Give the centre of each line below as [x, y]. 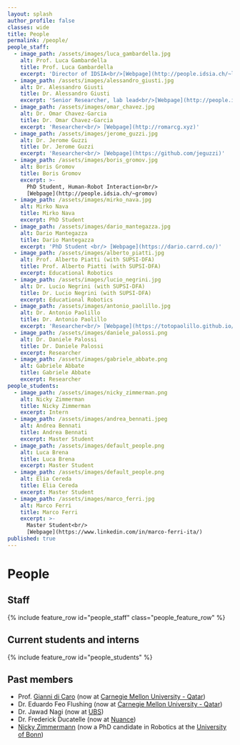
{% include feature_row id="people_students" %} [80, 657]
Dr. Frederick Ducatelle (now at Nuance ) [77, 719]
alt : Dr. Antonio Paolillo [60, 313]
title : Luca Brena [47, 459]
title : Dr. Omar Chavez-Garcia [67, 120]
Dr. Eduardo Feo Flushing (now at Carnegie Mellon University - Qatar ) [120, 704]
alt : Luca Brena [45, 452]
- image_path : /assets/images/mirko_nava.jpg [83, 200]
